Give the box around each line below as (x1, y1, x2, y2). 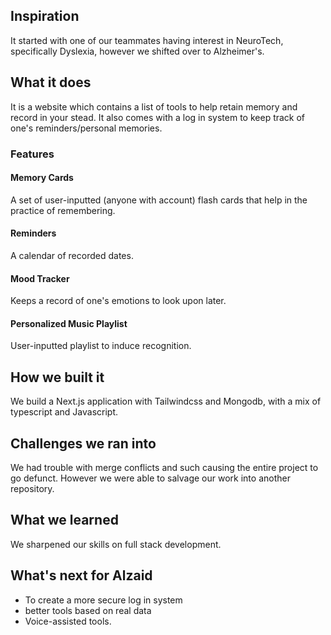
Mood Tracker (10, 272, 70, 284)
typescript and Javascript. (10, 406, 119, 418)
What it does (10, 74, 92, 91)
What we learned (10, 512, 119, 529)
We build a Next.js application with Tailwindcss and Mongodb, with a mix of (10, 395, 322, 408)
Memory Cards (10, 172, 74, 184)
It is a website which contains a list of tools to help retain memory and (10, 100, 298, 113)
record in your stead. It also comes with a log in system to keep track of (10, 111, 306, 123)
